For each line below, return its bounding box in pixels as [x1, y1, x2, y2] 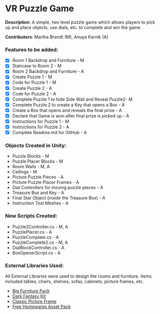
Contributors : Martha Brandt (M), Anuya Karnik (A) [5, 34, 109, 40]
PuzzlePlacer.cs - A [12, 229, 53, 235]
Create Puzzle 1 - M [12, 74, 53, 80]
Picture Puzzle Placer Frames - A [12, 179, 80, 185]
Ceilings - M [12, 169, 37, 175]
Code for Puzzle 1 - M [12, 80, 56, 86]
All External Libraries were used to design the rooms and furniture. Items [5, 273, 152, 279]
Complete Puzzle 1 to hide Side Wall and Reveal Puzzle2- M [12, 96, 133, 102]
